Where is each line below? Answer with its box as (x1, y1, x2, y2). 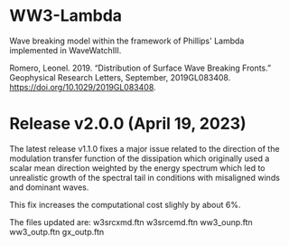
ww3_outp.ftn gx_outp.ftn (9, 226, 105, 237)
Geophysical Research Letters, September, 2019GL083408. (9, 71, 231, 82)
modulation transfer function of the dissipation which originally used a (9, 153, 270, 164)
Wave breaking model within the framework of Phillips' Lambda (9, 35, 245, 46)
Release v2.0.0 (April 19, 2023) (9, 114, 247, 134)
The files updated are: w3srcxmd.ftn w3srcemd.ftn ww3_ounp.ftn (9, 216, 253, 227)
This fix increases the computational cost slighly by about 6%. (9, 199, 241, 210)
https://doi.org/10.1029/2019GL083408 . (9, 81, 156, 92)
